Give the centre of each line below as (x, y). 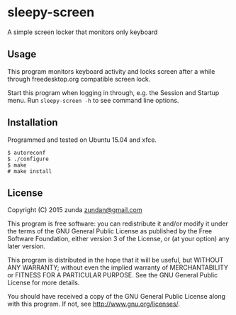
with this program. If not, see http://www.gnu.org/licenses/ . (94, 304)
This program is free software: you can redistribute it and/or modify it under (118, 223)
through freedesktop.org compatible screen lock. (79, 79)
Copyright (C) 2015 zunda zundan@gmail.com (75, 210)
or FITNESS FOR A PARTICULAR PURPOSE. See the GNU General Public (113, 275)
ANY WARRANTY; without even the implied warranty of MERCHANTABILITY (118, 267)
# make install (30, 171)
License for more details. (44, 283)
